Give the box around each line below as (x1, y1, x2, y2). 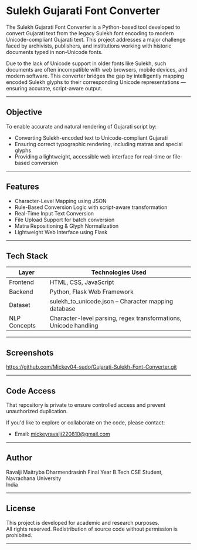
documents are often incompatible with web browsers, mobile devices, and (6, 66, 188, 73)
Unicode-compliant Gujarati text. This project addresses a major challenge (6, 36, 186, 43)
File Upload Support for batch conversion (14, 216, 115, 223)
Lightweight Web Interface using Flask (14, 228, 108, 235)
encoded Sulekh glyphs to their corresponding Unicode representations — (6, 78, 186, 86)
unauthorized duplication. (6, 408, 68, 414)
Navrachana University (6, 474, 62, 482)
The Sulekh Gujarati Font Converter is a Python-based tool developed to (6, 23, 181, 31)
